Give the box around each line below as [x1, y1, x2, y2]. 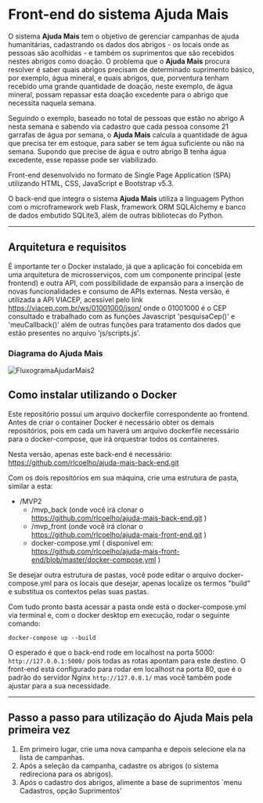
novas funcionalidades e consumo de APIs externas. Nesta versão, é [8, 287, 230, 296]
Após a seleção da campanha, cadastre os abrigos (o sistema [19, 761, 219, 770]
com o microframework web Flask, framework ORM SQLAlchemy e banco [8, 202, 247, 211]
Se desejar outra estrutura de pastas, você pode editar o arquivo [8, 570, 217, 579]
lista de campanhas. [19, 752, 85, 762]
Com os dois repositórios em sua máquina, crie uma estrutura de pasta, [8, 473, 239, 482]
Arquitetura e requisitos [8, 241, 127, 254]
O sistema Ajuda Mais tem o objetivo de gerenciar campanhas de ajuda [8, 31, 240, 41]
